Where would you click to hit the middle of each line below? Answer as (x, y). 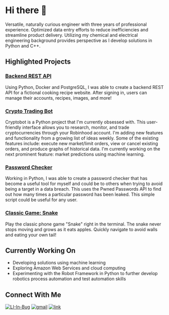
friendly (13, 127)
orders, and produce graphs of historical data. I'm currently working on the (83, 149)
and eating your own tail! (31, 235)
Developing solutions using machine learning (59, 263)
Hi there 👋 (26, 10)
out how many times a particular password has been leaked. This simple (80, 195)
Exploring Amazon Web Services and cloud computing (69, 268)
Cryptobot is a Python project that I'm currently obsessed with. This (75, 122)
